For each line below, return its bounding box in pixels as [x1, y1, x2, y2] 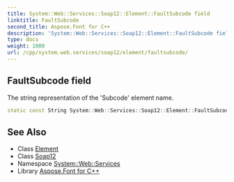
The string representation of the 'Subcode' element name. [7, 93, 174, 102]
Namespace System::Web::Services [17, 160, 120, 168]
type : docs [7, 36, 39, 43]
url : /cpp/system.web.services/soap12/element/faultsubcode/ [7, 50, 189, 56]
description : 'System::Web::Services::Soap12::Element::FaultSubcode [7, 29, 214, 37]
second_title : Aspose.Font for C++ [7, 23, 111, 30]
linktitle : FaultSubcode [7, 17, 79, 24]
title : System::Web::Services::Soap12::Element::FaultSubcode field [7, 10, 210, 17]
